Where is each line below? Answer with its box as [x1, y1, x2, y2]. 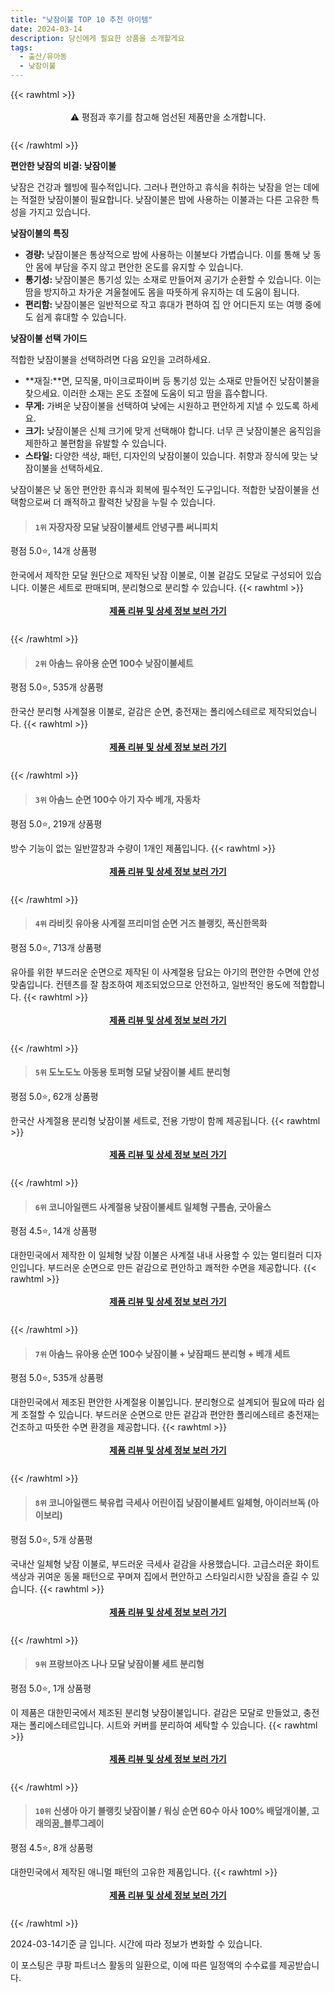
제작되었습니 [268, 706, 318, 718]
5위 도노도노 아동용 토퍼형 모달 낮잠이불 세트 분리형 [34, 1066, 231, 1078]
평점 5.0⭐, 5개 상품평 [10, 1533, 93, 1545]
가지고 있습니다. [28, 206, 91, 218]
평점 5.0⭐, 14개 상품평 [10, 545, 98, 557]
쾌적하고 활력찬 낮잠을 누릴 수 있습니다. [63, 496, 216, 508]
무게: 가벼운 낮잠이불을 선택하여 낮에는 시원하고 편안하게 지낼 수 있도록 [24, 400, 301, 411]
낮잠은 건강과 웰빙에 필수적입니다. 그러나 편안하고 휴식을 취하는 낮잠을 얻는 [10, 181, 302, 193]
